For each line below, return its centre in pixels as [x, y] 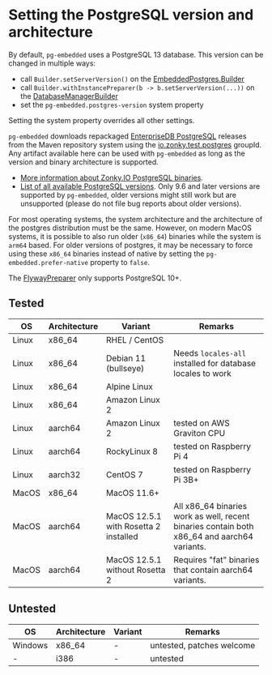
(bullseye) [125, 368]
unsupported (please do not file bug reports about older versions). [131, 203]
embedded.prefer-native [49, 263]
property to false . [120, 262]
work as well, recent [212, 516]
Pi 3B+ [186, 480]
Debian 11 [126, 358]
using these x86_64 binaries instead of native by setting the [106, 254]
